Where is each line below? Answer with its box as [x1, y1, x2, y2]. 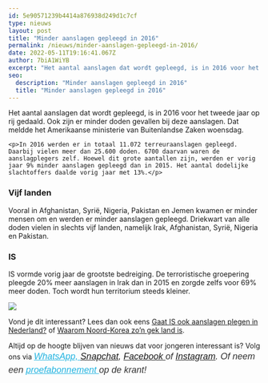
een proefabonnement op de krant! [8, 364, 147, 375]
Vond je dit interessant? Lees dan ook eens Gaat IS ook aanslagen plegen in [8, 316, 258, 326]
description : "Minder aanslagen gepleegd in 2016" [15, 79, 188, 87]
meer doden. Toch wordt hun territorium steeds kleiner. [8, 286, 190, 296]
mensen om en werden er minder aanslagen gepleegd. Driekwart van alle [8, 214, 250, 224]
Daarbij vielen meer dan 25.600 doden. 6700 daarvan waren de [8, 147, 220, 156]
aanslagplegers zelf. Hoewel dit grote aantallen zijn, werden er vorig [8, 155, 256, 163]
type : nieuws [8, 19, 52, 27]
